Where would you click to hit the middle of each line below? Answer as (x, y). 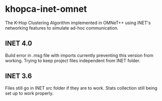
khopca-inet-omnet (46, 9)
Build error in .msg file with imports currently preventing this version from (79, 55)
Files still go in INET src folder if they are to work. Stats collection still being (81, 88)
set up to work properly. (29, 93)
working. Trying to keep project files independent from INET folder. (73, 61)
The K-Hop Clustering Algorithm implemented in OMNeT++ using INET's (78, 23)
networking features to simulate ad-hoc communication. (62, 28)
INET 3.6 (18, 76)
